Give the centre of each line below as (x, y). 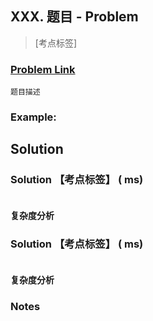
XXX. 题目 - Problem (74, 17)
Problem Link (43, 69)
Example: (33, 117)
